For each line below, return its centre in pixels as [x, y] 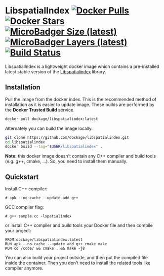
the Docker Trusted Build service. [40, 110]
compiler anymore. [24, 268]
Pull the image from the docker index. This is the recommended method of [81, 99]
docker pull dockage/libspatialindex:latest [52, 119]
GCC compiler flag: [25, 207]
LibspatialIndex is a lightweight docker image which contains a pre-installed [82, 66]
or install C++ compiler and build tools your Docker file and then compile [79, 225]
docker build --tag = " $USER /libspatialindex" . [54, 147]
